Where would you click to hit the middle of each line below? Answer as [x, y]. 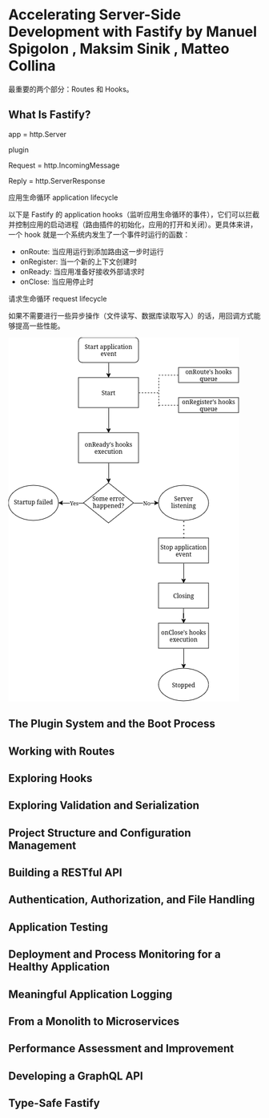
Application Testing [58, 927]
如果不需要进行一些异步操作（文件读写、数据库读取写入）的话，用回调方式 [131, 315]
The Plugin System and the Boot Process [112, 724]
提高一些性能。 [40, 326]
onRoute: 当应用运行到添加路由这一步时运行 [92, 251]
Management [42, 845]
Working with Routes [62, 751]
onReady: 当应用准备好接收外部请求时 [82, 271]
